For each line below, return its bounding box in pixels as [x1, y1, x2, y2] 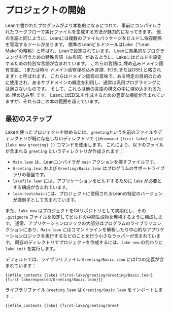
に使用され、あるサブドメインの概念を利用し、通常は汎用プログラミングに [5, 79, 161, 85]
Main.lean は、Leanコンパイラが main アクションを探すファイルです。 [12, 159, 158, 165]
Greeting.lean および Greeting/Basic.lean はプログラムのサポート [12, 165, 152, 171]
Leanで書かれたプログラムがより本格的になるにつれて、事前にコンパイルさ [5, 22, 161, 28]
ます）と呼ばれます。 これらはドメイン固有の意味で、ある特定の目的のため [5, 73, 161, 79]
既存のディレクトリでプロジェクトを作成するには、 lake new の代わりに [15, 239, 163, 245]
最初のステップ [5, 114, 52, 123]
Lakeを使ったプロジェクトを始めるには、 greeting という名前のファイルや [5, 129, 158, 135]
